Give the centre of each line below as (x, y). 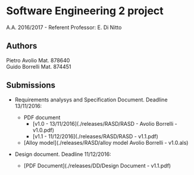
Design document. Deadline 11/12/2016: (63, 154)
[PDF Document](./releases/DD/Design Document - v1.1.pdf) (97, 166)
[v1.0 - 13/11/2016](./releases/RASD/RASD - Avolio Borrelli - (105, 123)
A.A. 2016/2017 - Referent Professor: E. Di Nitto (64, 27)
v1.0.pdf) (43, 130)
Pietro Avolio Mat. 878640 (38, 60)
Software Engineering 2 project (85, 11)
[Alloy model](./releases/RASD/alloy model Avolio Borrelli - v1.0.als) (106, 142)
